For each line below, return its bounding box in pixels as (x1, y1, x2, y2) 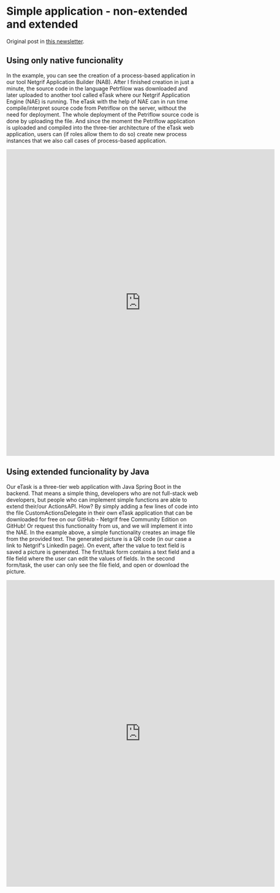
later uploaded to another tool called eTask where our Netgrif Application (6, 91, 191, 99)
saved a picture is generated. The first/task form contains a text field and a (6, 548, 195, 556)
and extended (6, 17, 78, 31)
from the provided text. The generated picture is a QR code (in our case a (6, 535, 192, 542)
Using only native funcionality (6, 55, 124, 66)
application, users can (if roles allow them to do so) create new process (6, 130, 187, 137)
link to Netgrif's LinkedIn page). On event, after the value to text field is (6, 542, 185, 549)
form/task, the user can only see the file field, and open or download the (6, 561, 189, 569)
